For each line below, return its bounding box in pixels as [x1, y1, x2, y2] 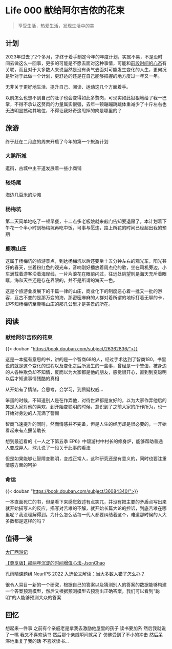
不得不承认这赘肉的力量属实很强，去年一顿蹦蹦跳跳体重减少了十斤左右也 [14, 101, 167, 107]
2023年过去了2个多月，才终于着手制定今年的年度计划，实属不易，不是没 [5, 53, 159, 59]
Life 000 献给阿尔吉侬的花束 [5, 5, 125, 16]
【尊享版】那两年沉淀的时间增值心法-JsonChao [5, 559, 105, 566]
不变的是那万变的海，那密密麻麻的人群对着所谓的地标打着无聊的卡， [23, 294, 167, 300]
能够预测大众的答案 [20, 594, 61, 600]
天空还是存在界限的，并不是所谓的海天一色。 [23, 277, 118, 283]
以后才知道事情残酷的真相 [5, 375, 59, 382]
